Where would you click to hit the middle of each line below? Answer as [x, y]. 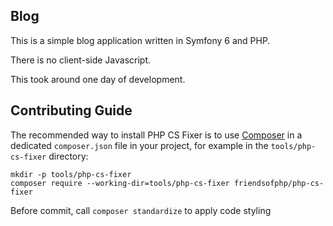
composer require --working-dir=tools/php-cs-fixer [120, 183]
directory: [68, 156]
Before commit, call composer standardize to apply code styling [141, 210]
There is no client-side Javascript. [81, 60]
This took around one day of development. [98, 79]
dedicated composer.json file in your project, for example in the [139, 145]
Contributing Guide [71, 110]
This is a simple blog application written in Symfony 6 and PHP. [140, 40]
